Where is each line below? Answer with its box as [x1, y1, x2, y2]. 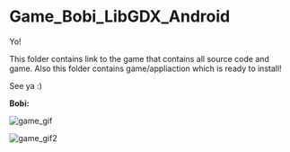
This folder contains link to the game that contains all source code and [9, 53, 269, 64]
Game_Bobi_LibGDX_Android [9, 6, 231, 27]
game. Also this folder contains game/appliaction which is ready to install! [9, 63, 282, 74]
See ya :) [9, 80, 42, 91]
